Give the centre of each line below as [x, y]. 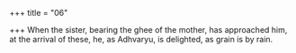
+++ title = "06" [39, 13]
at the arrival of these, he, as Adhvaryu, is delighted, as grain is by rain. [141, 39]
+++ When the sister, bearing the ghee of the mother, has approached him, [148, 30]
